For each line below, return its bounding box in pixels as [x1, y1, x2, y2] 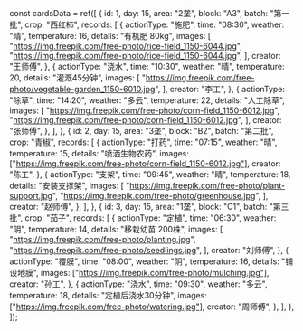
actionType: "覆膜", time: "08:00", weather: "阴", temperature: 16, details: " [9, 256, 286, 267]
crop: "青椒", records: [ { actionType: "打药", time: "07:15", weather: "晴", [9, 137, 278, 147]
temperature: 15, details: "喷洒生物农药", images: [9, 148, 190, 158]
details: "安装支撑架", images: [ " [9, 180, 130, 191]
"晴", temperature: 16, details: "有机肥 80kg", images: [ [9, 31, 211, 41]
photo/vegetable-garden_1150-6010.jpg [9, 84, 156, 94]
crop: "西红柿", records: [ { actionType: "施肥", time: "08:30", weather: [24, 19, 285, 30]
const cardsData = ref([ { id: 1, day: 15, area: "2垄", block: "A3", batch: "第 [9, 8, 282, 18]
